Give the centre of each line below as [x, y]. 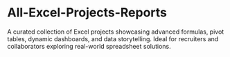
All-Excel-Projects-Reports [87, 13]
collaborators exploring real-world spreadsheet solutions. [89, 46]
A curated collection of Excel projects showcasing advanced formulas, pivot [116, 32]
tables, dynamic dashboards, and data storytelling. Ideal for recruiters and [113, 38]
